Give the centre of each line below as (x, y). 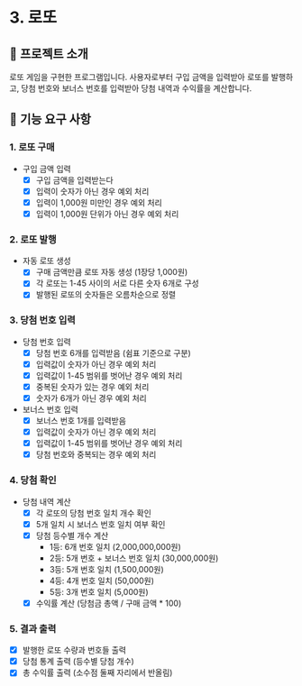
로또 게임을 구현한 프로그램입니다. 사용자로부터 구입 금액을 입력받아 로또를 (139, 77)
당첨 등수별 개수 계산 (72, 535)
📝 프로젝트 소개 (49, 54)
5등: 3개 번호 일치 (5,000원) (99, 591)
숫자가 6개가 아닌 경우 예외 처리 (91, 398)
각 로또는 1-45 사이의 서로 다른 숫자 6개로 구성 (118, 283)
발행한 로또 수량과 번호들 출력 (74, 650)
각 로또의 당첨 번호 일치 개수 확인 (93, 513)
